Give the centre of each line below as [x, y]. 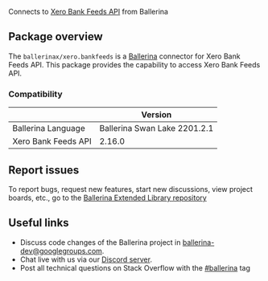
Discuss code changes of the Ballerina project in [100, 242]
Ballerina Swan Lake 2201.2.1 [157, 128]
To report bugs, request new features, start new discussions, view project [131, 189]
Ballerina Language [49, 128]
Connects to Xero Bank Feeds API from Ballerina [89, 12]
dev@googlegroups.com [61, 250]
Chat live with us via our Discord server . [86, 259]
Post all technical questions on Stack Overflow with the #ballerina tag [135, 267]
